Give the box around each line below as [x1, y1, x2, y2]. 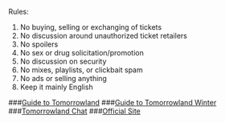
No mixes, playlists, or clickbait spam [19, 65, 143, 75]
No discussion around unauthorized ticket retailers [19, 31, 187, 40]
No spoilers [19, 39, 59, 49]
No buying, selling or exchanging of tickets [19, 23, 162, 31]
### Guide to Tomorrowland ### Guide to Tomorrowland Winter [8, 98, 217, 107]
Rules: [8, 7, 30, 16]
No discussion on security [19, 56, 107, 66]
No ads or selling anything [19, 74, 107, 83]
